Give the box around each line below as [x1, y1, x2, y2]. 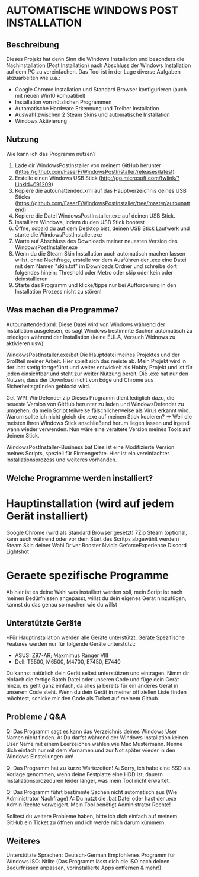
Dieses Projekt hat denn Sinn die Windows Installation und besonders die [6, 56, 185, 62]
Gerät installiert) [6, 509, 89, 523]
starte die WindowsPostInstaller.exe [14, 231, 102, 238]
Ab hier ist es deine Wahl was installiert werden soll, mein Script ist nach [6, 588, 183, 595]
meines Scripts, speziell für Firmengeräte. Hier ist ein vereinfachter [6, 449, 170, 457]
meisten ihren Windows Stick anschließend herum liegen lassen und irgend [6, 419, 190, 426]
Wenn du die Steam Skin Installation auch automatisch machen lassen [14, 250, 185, 257]
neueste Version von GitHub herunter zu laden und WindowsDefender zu [6, 400, 185, 407]
